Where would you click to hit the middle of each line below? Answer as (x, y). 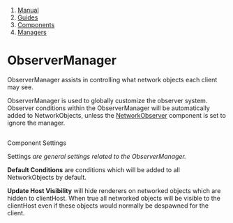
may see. (20, 87)
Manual (28, 10)
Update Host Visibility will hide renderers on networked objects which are (114, 191)
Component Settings (37, 143)
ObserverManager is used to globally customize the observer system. (107, 100)
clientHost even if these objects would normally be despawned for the (108, 206)
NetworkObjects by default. (47, 178)
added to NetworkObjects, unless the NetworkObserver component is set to (117, 115)
